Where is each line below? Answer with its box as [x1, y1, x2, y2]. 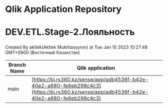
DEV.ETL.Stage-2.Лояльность [5, 26, 135, 38]
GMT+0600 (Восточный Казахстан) [5, 49, 80, 55]
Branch [8, 61, 26, 68]
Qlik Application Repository [5, 3, 121, 15]
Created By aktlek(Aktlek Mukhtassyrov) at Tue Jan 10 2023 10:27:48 [5, 44, 148, 50]
